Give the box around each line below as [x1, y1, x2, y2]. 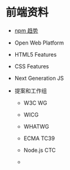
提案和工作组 [14, 87, 47, 94]
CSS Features [14, 62, 49, 70]
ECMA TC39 [23, 135, 55, 142]
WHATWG [23, 122, 49, 130]
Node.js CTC [23, 146, 56, 154]
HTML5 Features [14, 51, 57, 58]
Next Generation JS [14, 74, 65, 82]
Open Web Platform [14, 39, 65, 46]
